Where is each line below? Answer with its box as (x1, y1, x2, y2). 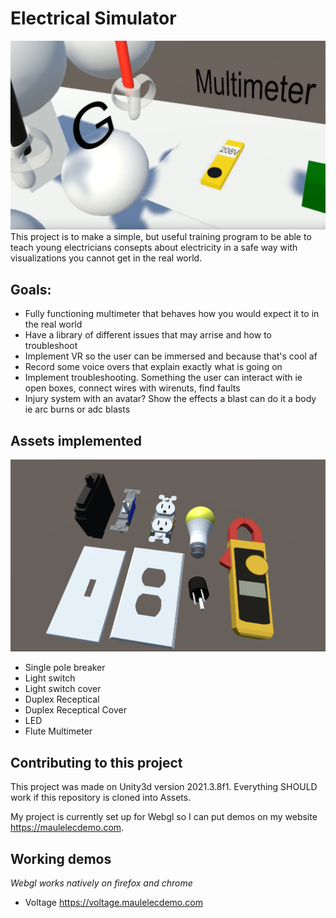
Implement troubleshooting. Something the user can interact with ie (24, 372, 303, 384)
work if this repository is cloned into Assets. (10, 792, 192, 804)
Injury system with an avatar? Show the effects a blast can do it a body (24, 393, 317, 405)
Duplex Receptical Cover (24, 704, 127, 716)
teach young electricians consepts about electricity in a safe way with (10, 242, 298, 254)
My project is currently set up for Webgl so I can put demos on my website (10, 811, 318, 823)
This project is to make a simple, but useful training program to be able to (10, 231, 312, 243)
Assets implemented (10, 432, 143, 449)
